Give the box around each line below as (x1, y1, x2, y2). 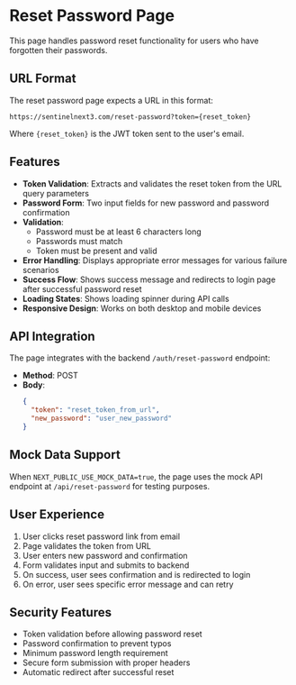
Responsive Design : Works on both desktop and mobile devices (22, 303, 262, 314)
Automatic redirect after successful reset (22, 667, 175, 678)
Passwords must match (35, 235, 123, 246)
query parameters (22, 187, 90, 198)
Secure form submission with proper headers (22, 657, 191, 668)
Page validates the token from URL (22, 540, 151, 551)
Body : (22, 379, 46, 390)
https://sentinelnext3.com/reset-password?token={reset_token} (9, 112, 252, 122)
